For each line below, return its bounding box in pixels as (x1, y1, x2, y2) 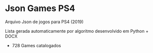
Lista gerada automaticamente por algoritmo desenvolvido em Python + (5, 28, 149, 34)
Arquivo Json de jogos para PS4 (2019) (5, 19, 84, 25)
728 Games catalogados (12, 42, 62, 48)
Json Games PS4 (5, 3, 75, 14)
